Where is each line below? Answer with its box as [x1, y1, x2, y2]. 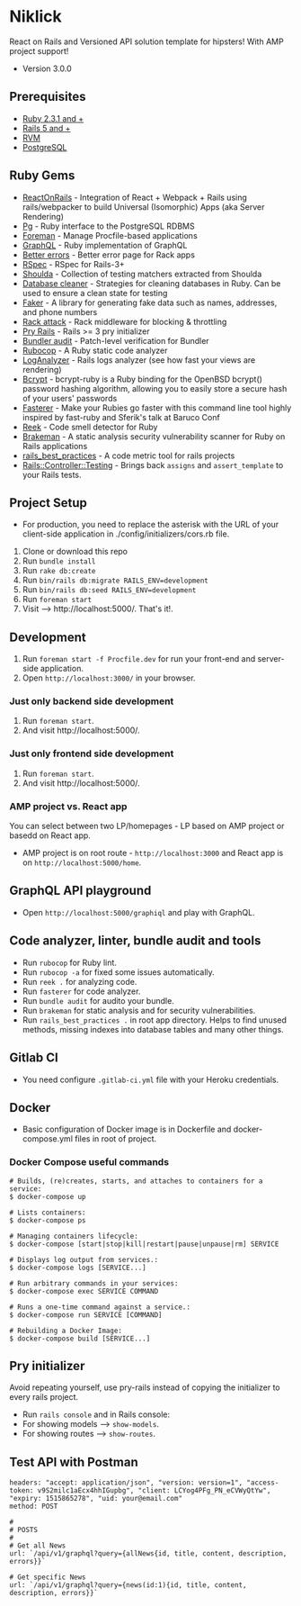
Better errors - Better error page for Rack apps [22, 249, 196, 260]
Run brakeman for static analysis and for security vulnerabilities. [22, 1005, 256, 1015]
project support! [9, 45, 69, 56]
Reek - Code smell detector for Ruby [22, 421, 158, 432]
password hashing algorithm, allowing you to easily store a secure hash [22, 383, 288, 393]
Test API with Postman [9, 1454, 138, 1469]
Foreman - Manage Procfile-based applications [22, 230, 198, 240]
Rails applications [22, 440, 88, 451]
